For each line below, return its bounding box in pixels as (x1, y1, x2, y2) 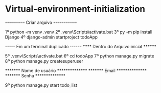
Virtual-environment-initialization (5, 3, 145, 15)
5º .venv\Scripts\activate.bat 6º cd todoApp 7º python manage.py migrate (5, 53, 155, 59)
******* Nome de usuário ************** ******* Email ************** (5, 67, 147, 74)
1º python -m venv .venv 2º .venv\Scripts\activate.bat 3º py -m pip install (5, 29, 153, 35)
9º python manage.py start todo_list (5, 82, 77, 88)
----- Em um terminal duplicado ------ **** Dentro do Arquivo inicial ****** (5, 43, 157, 49)
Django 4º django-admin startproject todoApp (5, 34, 98, 40)
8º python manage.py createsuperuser (5, 58, 83, 64)
